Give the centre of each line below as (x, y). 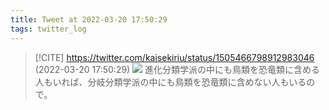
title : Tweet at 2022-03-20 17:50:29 (89, 19)
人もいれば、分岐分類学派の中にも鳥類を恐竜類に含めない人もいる (170, 82)
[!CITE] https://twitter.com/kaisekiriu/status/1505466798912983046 (174, 57)
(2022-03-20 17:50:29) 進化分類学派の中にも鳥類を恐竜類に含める (177, 69)
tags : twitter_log (48, 29)
